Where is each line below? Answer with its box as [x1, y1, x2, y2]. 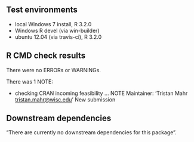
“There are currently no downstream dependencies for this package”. [6, 129, 177, 136]
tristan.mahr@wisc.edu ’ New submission [14, 95, 116, 103]
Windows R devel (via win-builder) [14, 27, 100, 34]
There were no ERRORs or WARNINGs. [6, 66, 101, 73]
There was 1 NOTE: [6, 78, 54, 85]
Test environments [6, 5, 78, 15]
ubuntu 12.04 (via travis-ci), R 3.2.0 [14, 33, 102, 41]
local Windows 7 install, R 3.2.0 [14, 20, 92, 27]
